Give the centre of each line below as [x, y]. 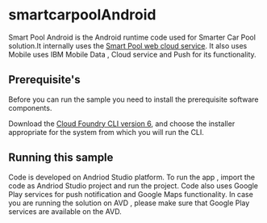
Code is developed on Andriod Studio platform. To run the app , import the [132, 177]
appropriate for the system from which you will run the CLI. [106, 132]
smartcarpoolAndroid [82, 15]
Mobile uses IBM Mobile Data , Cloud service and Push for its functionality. [132, 54]
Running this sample [61, 158]
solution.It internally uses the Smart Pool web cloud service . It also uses [128, 45]
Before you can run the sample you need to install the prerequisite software [133, 99]
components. [30, 107]
